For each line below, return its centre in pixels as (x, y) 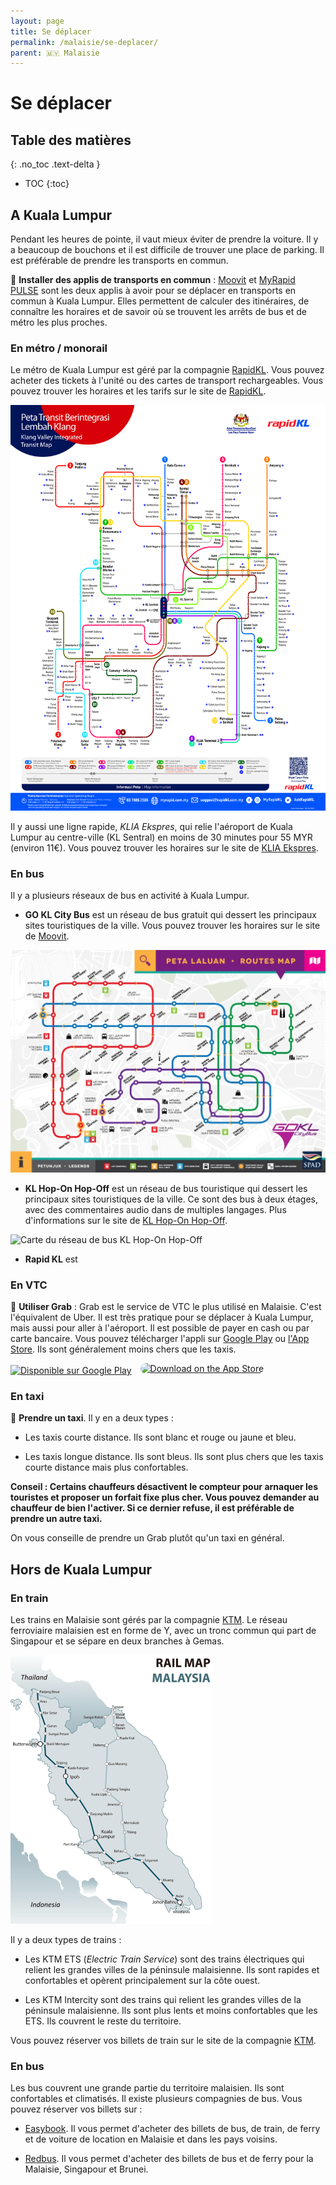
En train (29, 1598)
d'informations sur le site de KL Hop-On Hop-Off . (126, 1220)
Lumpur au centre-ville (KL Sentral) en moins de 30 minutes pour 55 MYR (161, 837)
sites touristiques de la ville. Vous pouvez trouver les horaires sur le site (172, 926)
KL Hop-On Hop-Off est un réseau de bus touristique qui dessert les (166, 1188)
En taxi (27, 1397)
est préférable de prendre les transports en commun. (119, 261)
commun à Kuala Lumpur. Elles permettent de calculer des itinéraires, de (160, 301)
